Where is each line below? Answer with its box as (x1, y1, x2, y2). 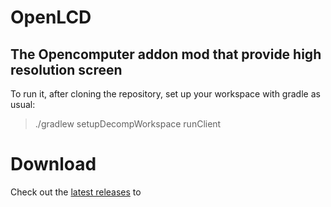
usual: (10, 99, 36, 110)
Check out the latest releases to (10, 186, 142, 198)
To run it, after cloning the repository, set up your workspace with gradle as (10, 88, 321, 100)
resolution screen (10, 61, 123, 78)
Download (10, 153, 97, 176)
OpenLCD (10, 6, 92, 29)
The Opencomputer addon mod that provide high (10, 46, 322, 63)
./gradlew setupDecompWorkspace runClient (34, 118, 222, 130)
